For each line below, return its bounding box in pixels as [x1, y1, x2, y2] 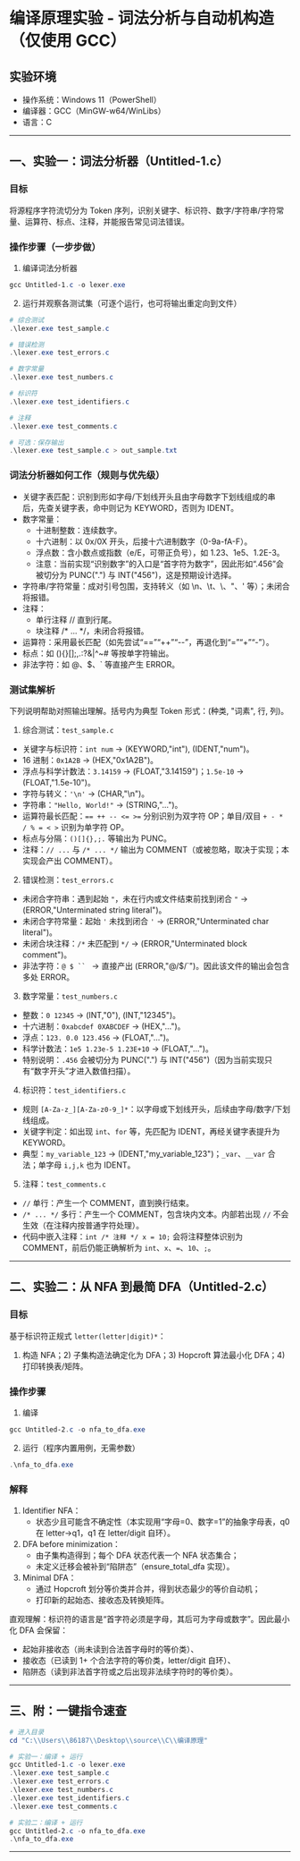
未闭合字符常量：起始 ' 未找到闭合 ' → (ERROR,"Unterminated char [21, 915, 270, 926]
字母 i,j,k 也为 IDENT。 [46, 1160, 136, 1170]
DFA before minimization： [21, 1538, 121, 1549]
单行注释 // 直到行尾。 [35, 614, 117, 625]
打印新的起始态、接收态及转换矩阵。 [35, 1594, 170, 1605]
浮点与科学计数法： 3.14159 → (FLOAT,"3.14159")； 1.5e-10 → [21, 766, 245, 777]
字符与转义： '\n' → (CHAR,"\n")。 [21, 788, 150, 799]
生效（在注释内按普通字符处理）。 [21, 1219, 145, 1230]
